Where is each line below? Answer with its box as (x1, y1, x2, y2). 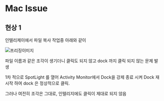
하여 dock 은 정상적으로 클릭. (14, 81, 70, 86)
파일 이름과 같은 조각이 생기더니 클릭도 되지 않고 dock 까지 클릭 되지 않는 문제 (5, 58, 153, 64)
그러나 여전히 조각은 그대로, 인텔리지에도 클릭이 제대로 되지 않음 (5, 91, 127, 96)
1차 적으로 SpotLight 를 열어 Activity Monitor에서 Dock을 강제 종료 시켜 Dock (5, 74, 155, 80)
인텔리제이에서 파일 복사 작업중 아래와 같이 (5, 37, 87, 43)
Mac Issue (5, 3, 48, 14)
